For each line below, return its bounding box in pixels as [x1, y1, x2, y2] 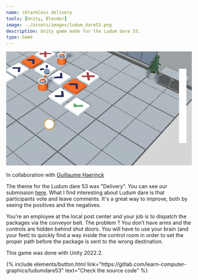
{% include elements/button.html [6, 261, 87, 268]
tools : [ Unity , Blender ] [6, 15, 67, 22]
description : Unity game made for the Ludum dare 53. [6, 28, 141, 34]
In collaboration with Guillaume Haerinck [6, 171, 104, 178]
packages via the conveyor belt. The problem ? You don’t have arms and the [6, 219, 192, 226]
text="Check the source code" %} [65, 266, 148, 274]
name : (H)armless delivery [6, 9, 72, 15]
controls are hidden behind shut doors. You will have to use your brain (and [6, 225, 189, 232]
